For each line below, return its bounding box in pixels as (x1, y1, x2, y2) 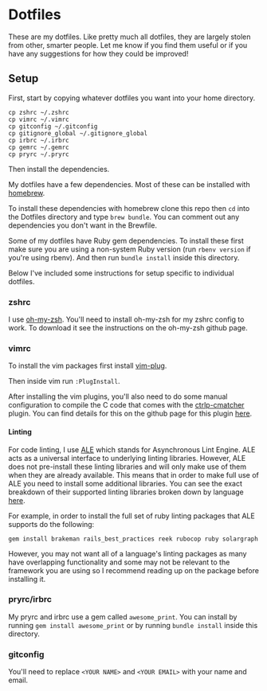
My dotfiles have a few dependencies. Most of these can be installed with (8, 179, 250, 189)
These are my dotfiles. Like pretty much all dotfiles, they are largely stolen (8, 32, 251, 41)
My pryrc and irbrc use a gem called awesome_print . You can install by (8, 611, 238, 622)
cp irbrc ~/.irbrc (8, 136, 69, 144)
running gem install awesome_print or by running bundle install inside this (8, 620, 258, 630)
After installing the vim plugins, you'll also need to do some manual (8, 392, 228, 401)
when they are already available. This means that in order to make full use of (8, 470, 259, 479)
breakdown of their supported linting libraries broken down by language (8, 487, 245, 497)
